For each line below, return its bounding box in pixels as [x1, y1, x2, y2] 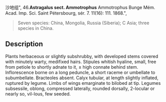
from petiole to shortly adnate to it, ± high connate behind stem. [5, 64, 138, 70]
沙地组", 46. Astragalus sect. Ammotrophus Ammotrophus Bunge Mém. [5, 5, 155, 10]
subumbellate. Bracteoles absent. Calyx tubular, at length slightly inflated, [5, 75, 158, 81]
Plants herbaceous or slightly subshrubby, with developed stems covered [5, 53, 158, 59]
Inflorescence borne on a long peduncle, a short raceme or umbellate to [5, 69, 155, 75]
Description [5, 40, 43, 48]
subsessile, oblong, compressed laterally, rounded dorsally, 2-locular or [5, 85, 155, 91]
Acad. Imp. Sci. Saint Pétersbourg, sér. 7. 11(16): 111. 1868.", [5, 10, 128, 16]
